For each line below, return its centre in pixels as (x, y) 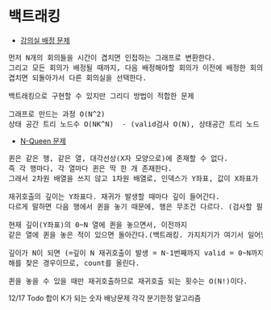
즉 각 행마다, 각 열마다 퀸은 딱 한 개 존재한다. (90, 168)
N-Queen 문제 (43, 141)
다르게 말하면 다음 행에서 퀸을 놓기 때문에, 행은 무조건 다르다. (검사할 (130, 207)
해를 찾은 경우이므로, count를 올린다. (74, 263)
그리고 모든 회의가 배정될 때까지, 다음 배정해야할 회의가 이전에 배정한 (127, 68)
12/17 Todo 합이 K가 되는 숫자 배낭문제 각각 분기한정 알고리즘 (105, 298)
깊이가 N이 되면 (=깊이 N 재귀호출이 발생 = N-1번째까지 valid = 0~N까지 (136, 253)
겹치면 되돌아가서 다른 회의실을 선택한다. (77, 78)
